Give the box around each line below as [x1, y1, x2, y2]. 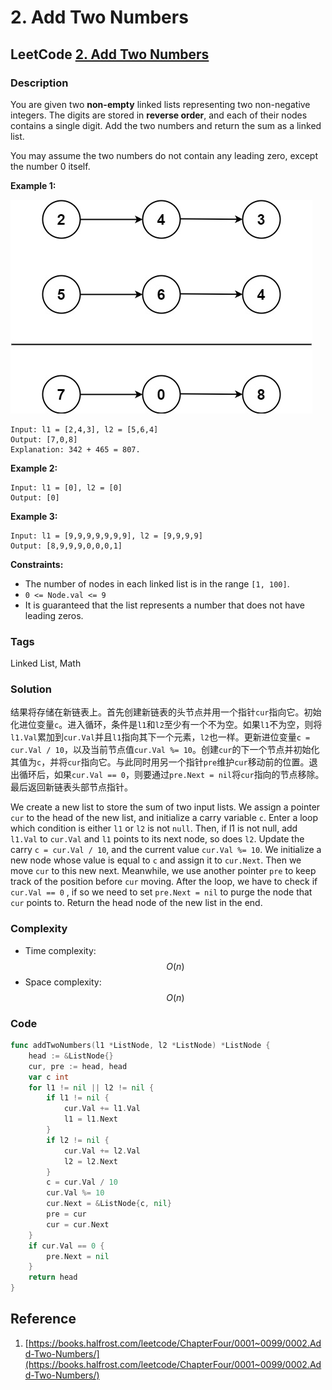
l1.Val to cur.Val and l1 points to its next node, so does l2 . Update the [10, 833, 305, 845]
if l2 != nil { [46, 1135, 110, 1145]
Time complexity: [24, 944, 97, 956]
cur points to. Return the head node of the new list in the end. [10, 897, 263, 909]
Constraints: [10, 558, 64, 570]
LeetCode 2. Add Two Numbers [10, 46, 210, 63]
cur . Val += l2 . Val [63, 1146, 141, 1156]
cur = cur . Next [46, 1219, 110, 1230]
